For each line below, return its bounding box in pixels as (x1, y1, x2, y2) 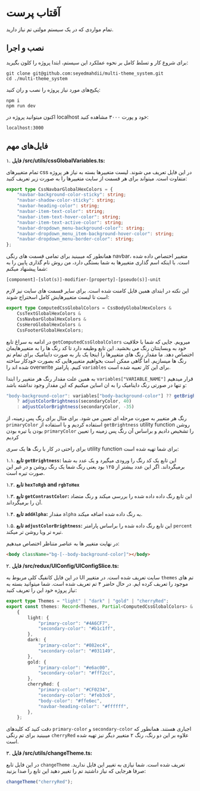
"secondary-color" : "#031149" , (37, 648, 116, 654)
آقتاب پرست (6, 6, 61, 20)
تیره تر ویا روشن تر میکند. (6, 529, 64, 536)
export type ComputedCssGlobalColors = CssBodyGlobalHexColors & (6, 305, 171, 311)
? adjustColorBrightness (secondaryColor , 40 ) (17, 398, 132, 404)
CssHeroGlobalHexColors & (17, 322, 82, 327)
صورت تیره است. (6, 469, 45, 477)
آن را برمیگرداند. (6, 499, 43, 506)
